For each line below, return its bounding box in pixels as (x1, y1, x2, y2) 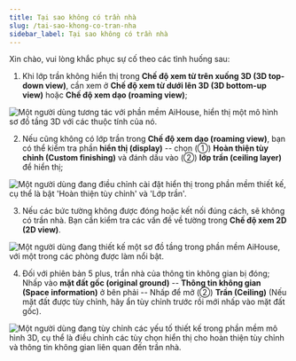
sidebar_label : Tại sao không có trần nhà (9, 29, 168, 38)
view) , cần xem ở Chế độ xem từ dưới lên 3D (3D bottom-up (44, 81, 268, 91)
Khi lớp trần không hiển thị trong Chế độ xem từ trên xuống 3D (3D (21, 71, 268, 82)
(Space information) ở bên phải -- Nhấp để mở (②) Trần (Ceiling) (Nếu (21, 287, 287, 298)
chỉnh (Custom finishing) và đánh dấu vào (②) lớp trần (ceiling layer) (21, 153, 282, 163)
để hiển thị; (21, 161, 64, 173)
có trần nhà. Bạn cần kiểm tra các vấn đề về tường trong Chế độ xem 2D (21, 215, 287, 226)
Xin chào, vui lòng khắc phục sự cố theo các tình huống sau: (9, 54, 230, 65)
